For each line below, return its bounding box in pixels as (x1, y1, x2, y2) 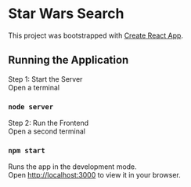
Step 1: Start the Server (8, 74, 83, 83)
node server (8, 102, 54, 111)
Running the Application (8, 53, 129, 67)
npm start (8, 146, 45, 155)
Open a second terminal (8, 126, 86, 136)
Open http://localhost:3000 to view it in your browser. (8, 170, 182, 180)
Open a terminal (8, 82, 60, 92)
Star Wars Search (8, 5, 124, 23)
